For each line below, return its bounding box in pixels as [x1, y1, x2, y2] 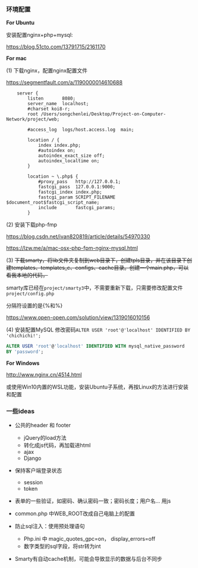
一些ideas [6, 407, 35, 415]
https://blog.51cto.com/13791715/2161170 [6, 43, 106, 51]
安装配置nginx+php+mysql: [6, 31, 73, 39]
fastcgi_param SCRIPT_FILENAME [37, 194, 116, 200]
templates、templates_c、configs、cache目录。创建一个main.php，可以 [11, 264, 189, 272]
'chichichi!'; [6, 333, 42, 339]
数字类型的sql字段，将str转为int [23, 542, 101, 550]
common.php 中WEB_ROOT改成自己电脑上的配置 [14, 510, 136, 517]
